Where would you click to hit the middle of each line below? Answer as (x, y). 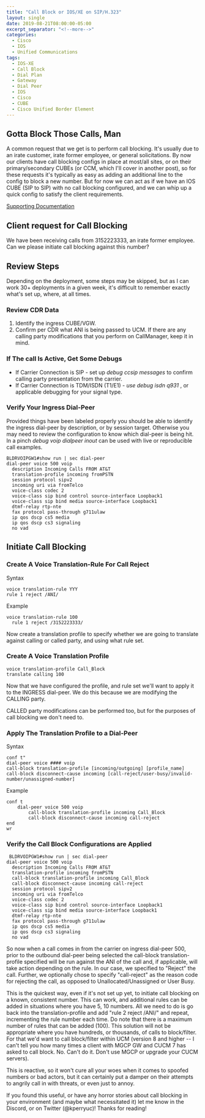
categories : (21, 35)
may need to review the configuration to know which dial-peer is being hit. (100, 434)
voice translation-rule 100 (42, 617)
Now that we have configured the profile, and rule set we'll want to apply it (100, 686)
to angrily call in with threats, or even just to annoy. (70, 1084)
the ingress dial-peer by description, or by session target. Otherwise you (98, 427)
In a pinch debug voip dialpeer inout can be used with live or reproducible (99, 440)
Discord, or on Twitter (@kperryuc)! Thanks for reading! (76, 1108)
